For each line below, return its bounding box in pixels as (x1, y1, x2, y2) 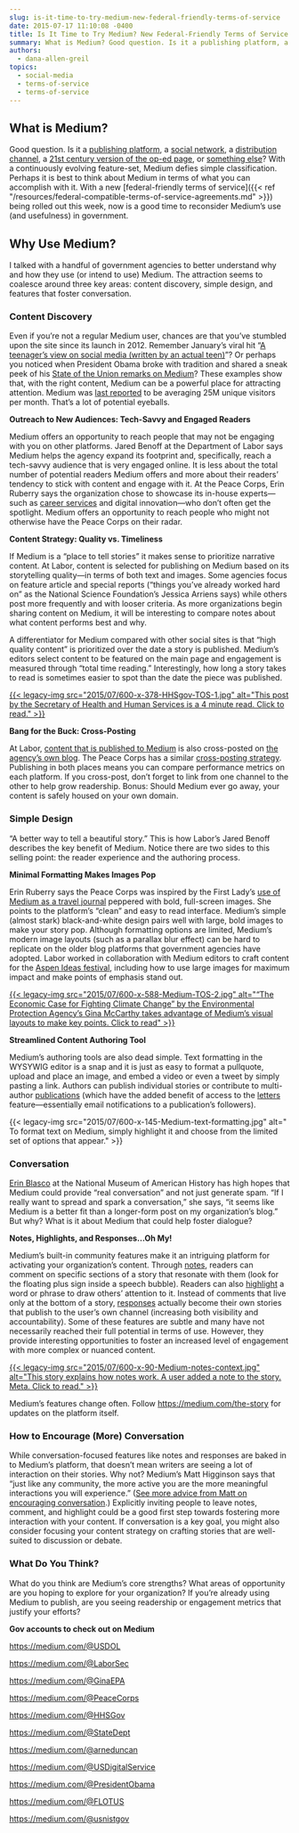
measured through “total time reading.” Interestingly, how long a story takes (9, 663, 287, 673)
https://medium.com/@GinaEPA (9, 1675, 125, 1686)
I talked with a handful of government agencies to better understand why (9, 260, 278, 271)
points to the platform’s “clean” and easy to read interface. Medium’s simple (9, 905, 287, 916)
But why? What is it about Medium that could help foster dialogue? (9, 1216, 253, 1226)
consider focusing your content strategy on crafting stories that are (9, 1526, 256, 1536)
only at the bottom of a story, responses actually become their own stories (9, 1298, 282, 1308)
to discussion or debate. (34, 1536, 123, 1546)
